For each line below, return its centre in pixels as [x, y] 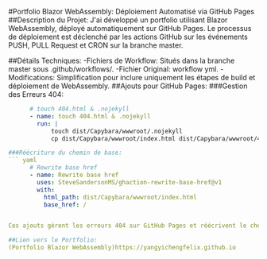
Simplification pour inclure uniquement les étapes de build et [156, 77]
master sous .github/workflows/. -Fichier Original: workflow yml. [113, 69]
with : [46, 190]
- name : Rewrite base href [74, 175]
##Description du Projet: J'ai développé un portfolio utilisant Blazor [118, 20]
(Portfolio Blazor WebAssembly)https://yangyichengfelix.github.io [122, 248]
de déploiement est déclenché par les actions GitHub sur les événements [128, 37]
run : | [48, 124]
